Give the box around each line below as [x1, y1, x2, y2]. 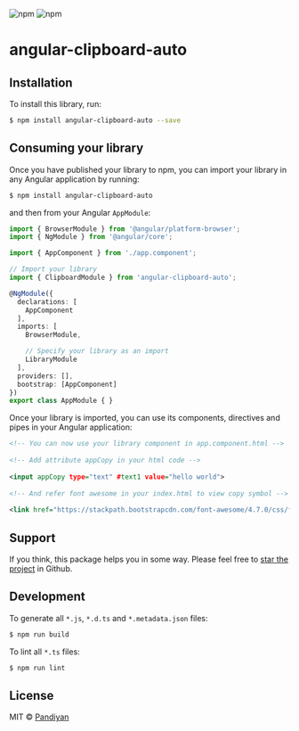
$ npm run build [9, 629, 69, 639]
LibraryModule [25, 355, 77, 365]
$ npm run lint [9, 663, 66, 672]
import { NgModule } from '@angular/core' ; [9, 233, 174, 242]
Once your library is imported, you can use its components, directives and [9, 413, 280, 423]
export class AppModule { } [9, 397, 114, 406]
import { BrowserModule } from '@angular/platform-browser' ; [9, 224, 241, 234]
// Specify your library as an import [25, 347, 169, 356]
